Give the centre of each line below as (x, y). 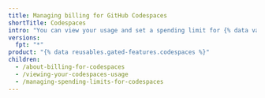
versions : (24, 38)
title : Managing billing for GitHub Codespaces (88, 15)
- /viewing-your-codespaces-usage (72, 74)
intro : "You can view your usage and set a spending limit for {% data (128, 30)
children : (24, 60)
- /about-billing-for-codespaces (70, 67)
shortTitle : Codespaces (47, 23)
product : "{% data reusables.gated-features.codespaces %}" (109, 52)
